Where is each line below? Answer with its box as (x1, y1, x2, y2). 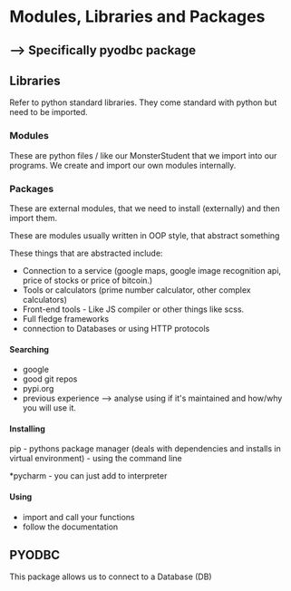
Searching (9, 344, 50, 354)
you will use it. (22, 402, 77, 413)
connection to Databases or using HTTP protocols (22, 323, 210, 334)
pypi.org (22, 383, 54, 394)
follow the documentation (22, 521, 119, 532)
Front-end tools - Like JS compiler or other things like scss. (22, 304, 245, 315)
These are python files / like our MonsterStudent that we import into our (9, 150, 277, 160)
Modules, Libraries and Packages (9, 6, 266, 27)
